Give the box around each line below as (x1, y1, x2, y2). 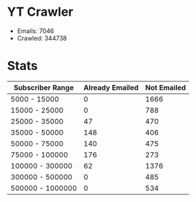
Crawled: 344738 (17, 34, 67, 42)
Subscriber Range (13, 83, 74, 92)
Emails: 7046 (17, 27, 54, 35)
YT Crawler (7, 4, 74, 20)
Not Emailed (145, 83, 186, 92)
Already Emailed (83, 83, 139, 92)
